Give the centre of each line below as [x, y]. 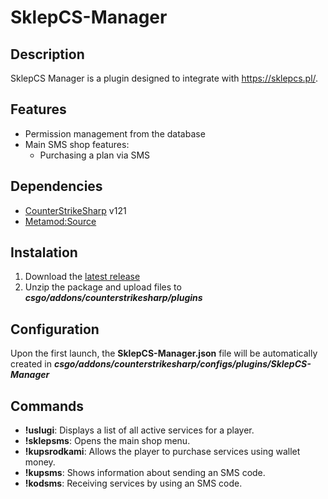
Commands [47, 406]
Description [47, 54]
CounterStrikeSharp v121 [75, 210]
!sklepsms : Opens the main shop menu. [107, 441]
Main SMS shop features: [77, 144]
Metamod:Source [60, 221]
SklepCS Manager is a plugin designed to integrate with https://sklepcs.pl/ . [164, 78]
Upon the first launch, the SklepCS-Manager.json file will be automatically [164, 353]
